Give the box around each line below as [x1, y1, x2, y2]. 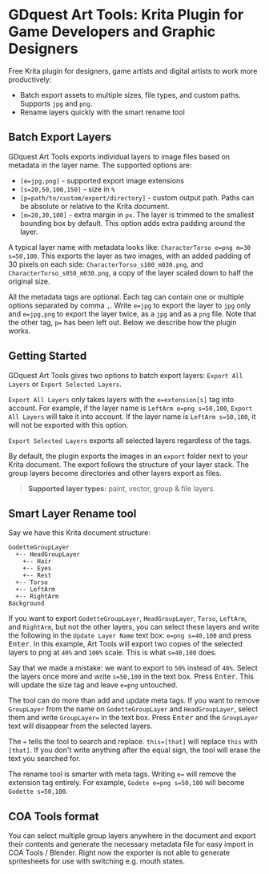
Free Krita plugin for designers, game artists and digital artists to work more [8, 66, 258, 75]
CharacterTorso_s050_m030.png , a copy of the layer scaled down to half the [8, 268, 254, 277]
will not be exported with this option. [8, 420, 129, 429]
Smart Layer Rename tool [8, 506, 137, 520]
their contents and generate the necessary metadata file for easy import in [8, 840, 254, 849]
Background [8, 599, 45, 608]
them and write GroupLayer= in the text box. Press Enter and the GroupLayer [8, 713, 259, 723]
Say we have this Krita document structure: [8, 528, 151, 538]
